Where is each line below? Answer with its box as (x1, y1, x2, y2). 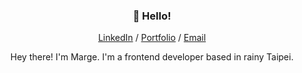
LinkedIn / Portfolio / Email (97, 32, 207, 44)
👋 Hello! (132, 9, 172, 23)
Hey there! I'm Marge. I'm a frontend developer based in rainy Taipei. (10, 51, 294, 63)
